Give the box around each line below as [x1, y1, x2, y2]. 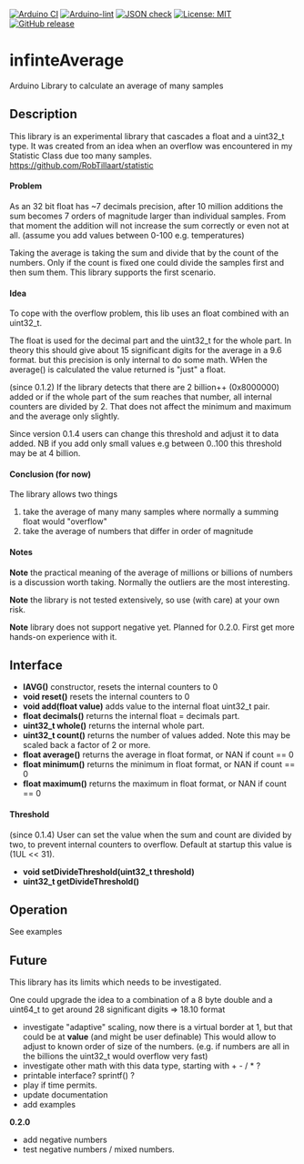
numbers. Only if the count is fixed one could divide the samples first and [9, 257, 285, 268]
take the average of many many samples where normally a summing [22, 506, 279, 518]
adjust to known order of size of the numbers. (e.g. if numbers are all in [22, 1041, 289, 1052]
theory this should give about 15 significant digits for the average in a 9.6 [9, 345, 282, 356]
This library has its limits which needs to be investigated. [9, 977, 222, 987]
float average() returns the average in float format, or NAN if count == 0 [22, 749, 294, 760]
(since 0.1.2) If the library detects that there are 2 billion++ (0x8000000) [9, 382, 280, 393]
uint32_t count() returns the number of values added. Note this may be [22, 730, 291, 741]
